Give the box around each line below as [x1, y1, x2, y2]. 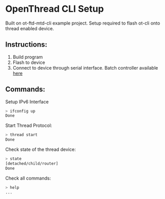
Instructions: [5, 40, 48, 49]
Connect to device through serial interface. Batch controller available [12, 64, 158, 71]
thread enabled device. [5, 25, 54, 31]
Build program [12, 54, 43, 60]
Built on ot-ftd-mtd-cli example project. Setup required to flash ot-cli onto [5, 20, 160, 26]
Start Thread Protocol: [5, 122, 52, 128]
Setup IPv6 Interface [5, 98, 49, 105]
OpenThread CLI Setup [5, 3, 104, 15]
